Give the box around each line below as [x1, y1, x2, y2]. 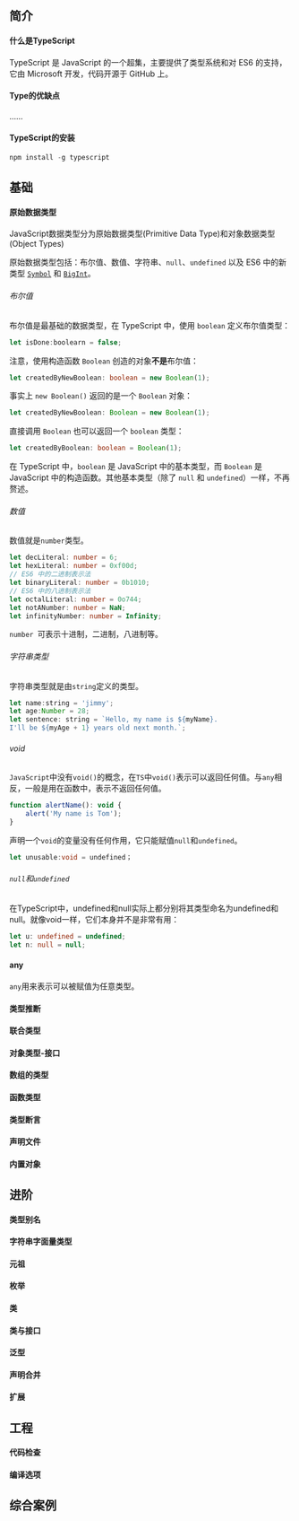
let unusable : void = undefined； [9, 852, 132, 861]
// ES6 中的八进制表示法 [9, 586, 91, 595]
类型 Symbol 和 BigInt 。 [9, 268, 96, 279]
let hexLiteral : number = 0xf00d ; [9, 562, 139, 571]
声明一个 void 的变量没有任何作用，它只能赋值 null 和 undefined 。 [9, 835, 243, 845]
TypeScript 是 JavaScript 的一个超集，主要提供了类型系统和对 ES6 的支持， [9, 57, 287, 67]
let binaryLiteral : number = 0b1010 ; [9, 578, 150, 587]
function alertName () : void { [9, 801, 123, 810]
